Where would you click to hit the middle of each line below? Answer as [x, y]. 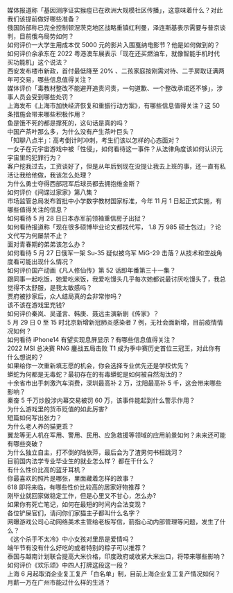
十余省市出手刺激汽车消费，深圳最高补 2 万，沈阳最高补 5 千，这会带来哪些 [114, 383]
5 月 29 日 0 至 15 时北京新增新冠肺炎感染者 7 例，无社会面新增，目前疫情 [112, 322]
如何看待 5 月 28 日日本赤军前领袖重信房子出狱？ [77, 218]
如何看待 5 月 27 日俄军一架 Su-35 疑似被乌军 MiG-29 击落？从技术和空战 [112, 253]
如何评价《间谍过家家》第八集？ [53, 192]
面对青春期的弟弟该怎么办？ [47, 244]
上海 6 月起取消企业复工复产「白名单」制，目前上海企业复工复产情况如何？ [114, 574]
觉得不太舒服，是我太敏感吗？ [50, 287]
